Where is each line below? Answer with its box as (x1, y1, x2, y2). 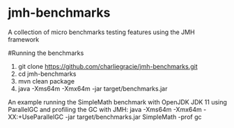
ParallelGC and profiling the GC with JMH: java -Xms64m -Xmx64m (8, 105, 203, 113)
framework (8, 35, 40, 43)
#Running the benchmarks (8, 49, 84, 57)
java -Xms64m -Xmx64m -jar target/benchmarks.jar (17, 84, 168, 93)
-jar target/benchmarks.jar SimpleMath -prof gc (65, 113, 202, 121)
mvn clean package (17, 77, 75, 85)
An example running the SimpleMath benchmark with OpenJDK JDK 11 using (8, 97, 227, 106)
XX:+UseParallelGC (8, 113, 64, 121)
